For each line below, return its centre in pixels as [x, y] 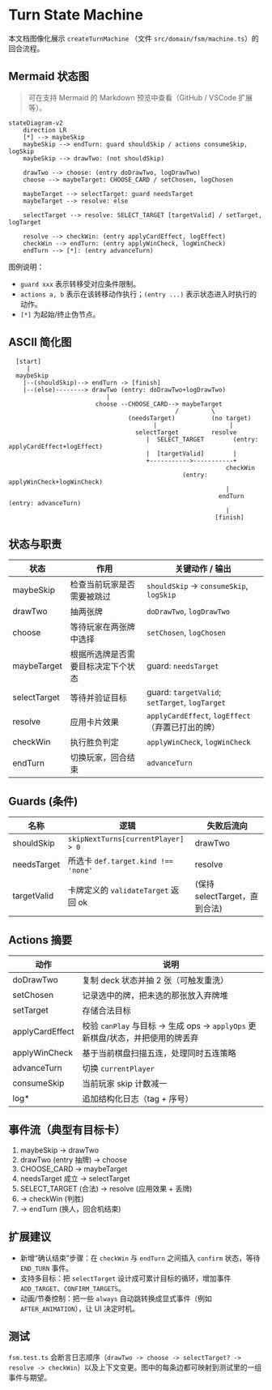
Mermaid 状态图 [49, 77]
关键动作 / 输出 [204, 569]
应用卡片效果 [94, 723]
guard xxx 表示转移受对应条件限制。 [80, 284]
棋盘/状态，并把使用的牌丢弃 [144, 1038]
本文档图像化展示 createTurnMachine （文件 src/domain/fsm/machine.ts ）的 [134, 38]
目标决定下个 [102, 667]
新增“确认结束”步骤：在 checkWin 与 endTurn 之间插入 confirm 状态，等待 [140, 1258]
